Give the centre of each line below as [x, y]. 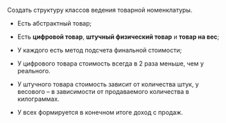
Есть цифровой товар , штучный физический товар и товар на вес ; [118, 37]
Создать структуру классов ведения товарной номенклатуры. [100, 10]
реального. [34, 71]
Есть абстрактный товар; [54, 23]
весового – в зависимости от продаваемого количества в [103, 92]
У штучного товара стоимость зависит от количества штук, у [108, 84]
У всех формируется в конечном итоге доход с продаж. [100, 112]
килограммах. [38, 99]
